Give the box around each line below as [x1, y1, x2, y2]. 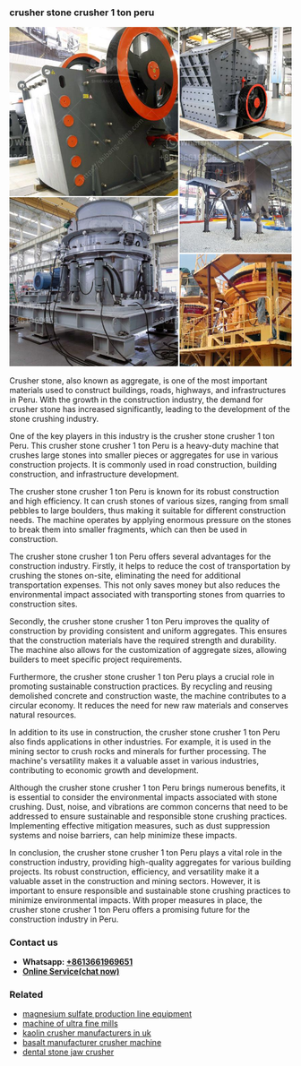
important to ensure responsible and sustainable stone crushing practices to [9, 885, 291, 896]
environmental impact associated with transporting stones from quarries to [9, 589, 286, 599]
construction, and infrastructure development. [9, 469, 179, 479]
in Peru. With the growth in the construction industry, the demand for [9, 394, 263, 405]
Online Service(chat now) [21, 966, 120, 976]
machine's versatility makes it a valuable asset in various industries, [9, 755, 260, 766]
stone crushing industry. [9, 413, 99, 424]
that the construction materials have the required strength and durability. [9, 634, 278, 646]
